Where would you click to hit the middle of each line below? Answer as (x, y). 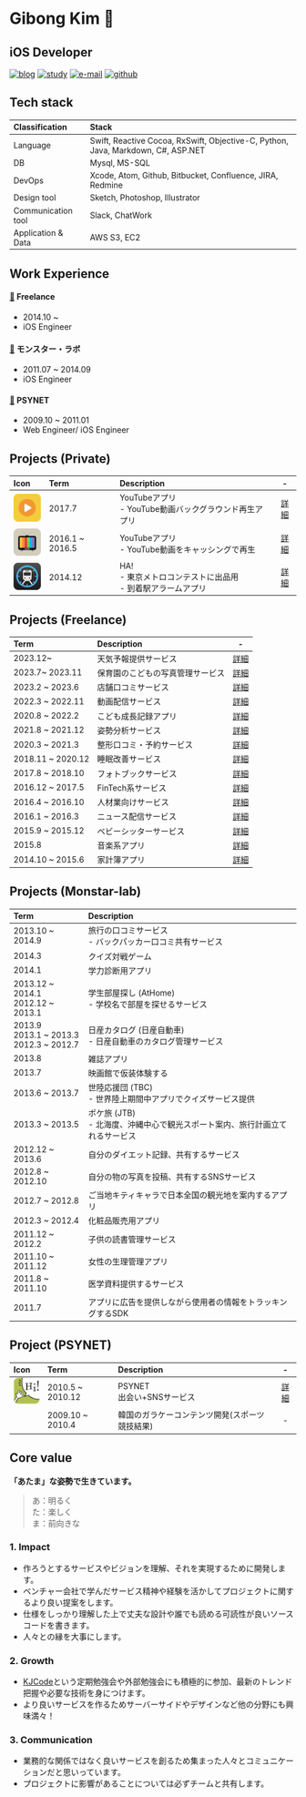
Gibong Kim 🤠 (62, 19)
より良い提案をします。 (74, 1602)
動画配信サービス (129, 701)
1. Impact (30, 1547)
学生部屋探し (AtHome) (132, 993)
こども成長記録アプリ (137, 716)
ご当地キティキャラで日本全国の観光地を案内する (179, 1195)
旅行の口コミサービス (128, 930)
